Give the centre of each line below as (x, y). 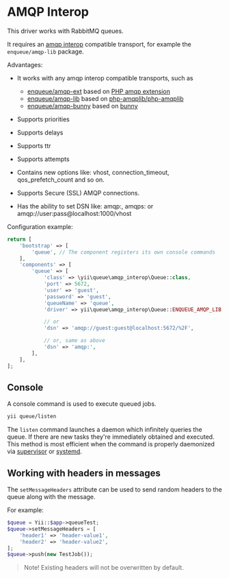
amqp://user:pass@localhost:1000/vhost (74, 213)
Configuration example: (40, 226)
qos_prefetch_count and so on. (60, 180)
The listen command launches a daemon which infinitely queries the (105, 430)
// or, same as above (75, 341)
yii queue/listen (32, 417)
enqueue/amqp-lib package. (45, 51)
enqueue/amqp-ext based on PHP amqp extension (99, 91)
